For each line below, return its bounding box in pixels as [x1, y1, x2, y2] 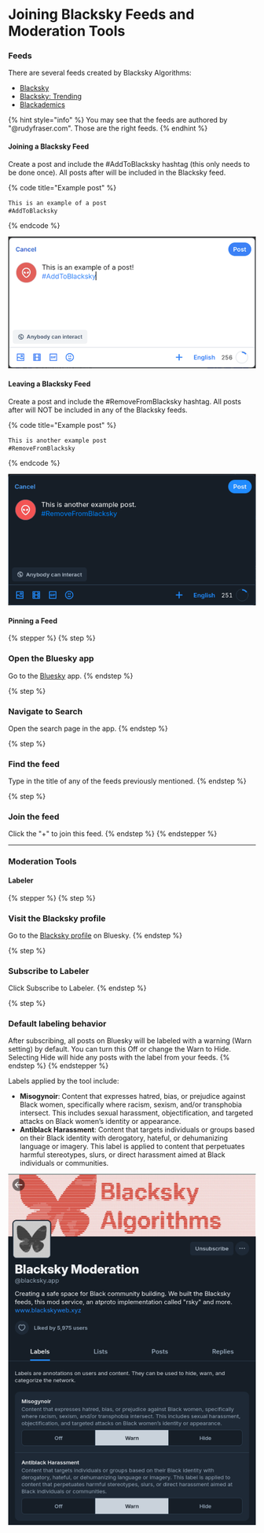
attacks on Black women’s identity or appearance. [19, 1117, 181, 1126]
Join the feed [8, 812, 60, 823]
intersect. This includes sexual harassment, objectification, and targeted [19, 1108, 254, 1118]
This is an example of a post [8, 199, 108, 207]
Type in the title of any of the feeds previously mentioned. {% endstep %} [8, 776, 247, 786]
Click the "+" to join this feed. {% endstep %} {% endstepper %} [8, 829, 218, 838]
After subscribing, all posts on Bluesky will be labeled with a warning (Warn [8, 1036, 252, 1045]
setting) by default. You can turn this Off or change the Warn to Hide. [8, 1045, 232, 1054]
